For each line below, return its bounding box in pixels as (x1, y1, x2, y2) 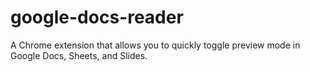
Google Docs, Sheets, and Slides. (10, 49, 148, 61)
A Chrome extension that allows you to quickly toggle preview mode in (10, 39, 301, 51)
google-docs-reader (10, 6, 184, 29)
